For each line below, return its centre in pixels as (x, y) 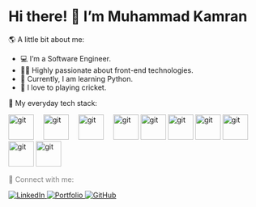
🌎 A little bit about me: (47, 39)
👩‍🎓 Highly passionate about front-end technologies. (107, 70)
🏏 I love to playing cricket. (63, 87)
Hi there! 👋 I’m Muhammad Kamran (128, 17)
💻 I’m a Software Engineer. (66, 58)
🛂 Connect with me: (41, 179)
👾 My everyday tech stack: (53, 103)
